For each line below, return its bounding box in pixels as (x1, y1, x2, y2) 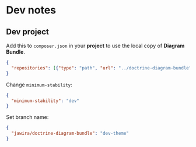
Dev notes (6, 3, 57, 17)
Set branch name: (6, 114, 49, 121)
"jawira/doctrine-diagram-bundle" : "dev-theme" (11, 131, 129, 136)
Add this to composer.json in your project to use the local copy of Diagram (6, 42, 185, 49)
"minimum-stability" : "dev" (11, 97, 80, 104)
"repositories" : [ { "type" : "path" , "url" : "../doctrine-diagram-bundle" (11, 65, 192, 71)
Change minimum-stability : (6, 81, 73, 88)
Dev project (6, 27, 50, 37)
